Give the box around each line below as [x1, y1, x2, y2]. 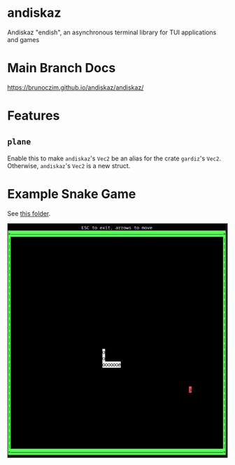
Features [7, 108, 60, 124]
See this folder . [7, 209, 51, 218]
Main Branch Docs [7, 60, 116, 76]
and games [7, 35, 40, 43]
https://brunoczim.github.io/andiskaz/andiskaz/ [7, 83, 144, 92]
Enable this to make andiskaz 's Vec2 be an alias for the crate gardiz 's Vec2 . [7, 154, 222, 162]
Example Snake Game [7, 186, 136, 202]
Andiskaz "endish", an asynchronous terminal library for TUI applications [7, 28, 217, 36]
